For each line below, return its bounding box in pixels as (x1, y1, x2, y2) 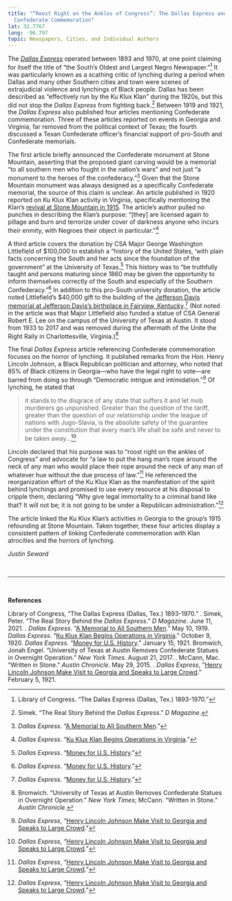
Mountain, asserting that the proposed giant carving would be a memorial (8, 158, 216, 166)
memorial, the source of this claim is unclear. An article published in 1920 (8, 189, 215, 197)
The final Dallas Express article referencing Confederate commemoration (8, 345, 215, 353)
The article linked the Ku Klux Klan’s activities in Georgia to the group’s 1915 (8, 515, 222, 522)
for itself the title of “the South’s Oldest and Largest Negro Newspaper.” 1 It (8, 62, 218, 71)
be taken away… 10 (24, 433, 76, 442)
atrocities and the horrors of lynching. (8, 537, 116, 544)
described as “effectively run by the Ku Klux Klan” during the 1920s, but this (8, 92, 223, 101)
